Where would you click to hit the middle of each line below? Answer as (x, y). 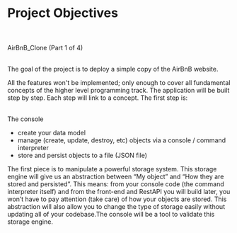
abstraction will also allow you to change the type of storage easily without (116, 206)
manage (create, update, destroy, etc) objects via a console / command (122, 140)
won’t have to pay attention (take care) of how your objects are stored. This (117, 199)
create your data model (52, 132)
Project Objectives (63, 13)
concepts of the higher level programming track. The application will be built (118, 90)
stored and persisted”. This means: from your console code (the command (116, 184)
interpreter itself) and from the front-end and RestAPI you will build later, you (119, 191)
